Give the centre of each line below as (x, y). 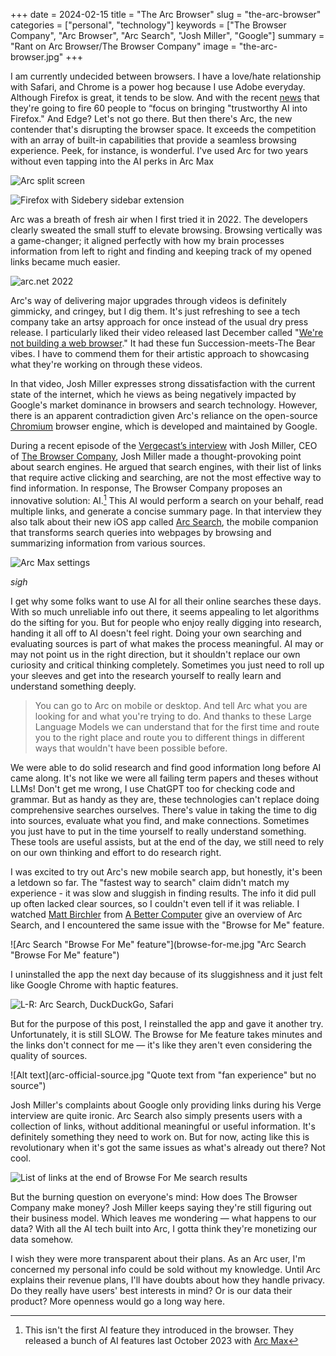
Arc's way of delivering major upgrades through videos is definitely (148, 300)
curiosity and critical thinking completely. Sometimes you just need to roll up (167, 665)
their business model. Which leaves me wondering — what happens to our (163, 1218)
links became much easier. (65, 262)
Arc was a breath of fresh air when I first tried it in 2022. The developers (159, 219)
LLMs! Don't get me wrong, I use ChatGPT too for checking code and (153, 788)
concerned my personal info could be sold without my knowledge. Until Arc (165, 1269)
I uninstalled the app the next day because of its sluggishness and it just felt (166, 974)
